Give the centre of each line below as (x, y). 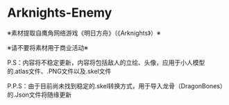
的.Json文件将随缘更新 (40, 95)
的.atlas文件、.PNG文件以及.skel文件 (59, 71)
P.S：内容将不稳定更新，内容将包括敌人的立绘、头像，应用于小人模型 (106, 62)
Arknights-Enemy (60, 13)
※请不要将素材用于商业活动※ (48, 47)
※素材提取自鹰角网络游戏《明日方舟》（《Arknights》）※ (84, 33)
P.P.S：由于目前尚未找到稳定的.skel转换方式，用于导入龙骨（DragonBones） (115, 86)
